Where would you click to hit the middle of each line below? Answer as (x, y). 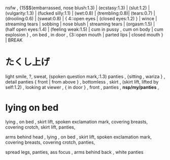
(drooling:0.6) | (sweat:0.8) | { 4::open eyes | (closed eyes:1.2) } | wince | (81, 18)
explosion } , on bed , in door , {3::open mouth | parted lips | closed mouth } (84, 35)
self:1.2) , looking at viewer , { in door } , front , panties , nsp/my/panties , (82, 87)
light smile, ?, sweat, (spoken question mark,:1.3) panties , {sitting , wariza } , (85, 76)
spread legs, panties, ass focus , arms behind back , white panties (74, 152)
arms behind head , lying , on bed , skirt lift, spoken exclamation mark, (79, 137)
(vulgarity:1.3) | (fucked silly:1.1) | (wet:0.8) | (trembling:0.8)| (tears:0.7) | (80, 13)
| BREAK (14, 40)
